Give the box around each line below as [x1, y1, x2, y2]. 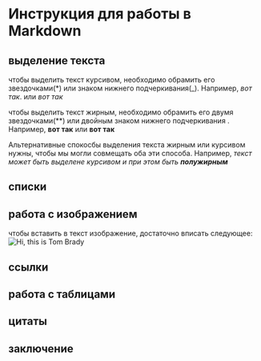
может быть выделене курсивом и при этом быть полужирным [8, 157, 228, 166]
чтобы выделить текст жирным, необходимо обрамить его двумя [8, 107, 234, 117]
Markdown [8, 22, 82, 40]
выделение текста [8, 54, 106, 67]
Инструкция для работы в [8, 5, 192, 23]
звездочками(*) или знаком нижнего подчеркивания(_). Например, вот [8, 83, 252, 93]
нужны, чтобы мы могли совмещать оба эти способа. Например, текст [8, 149, 252, 158]
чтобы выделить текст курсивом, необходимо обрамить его [8, 75, 215, 84]
